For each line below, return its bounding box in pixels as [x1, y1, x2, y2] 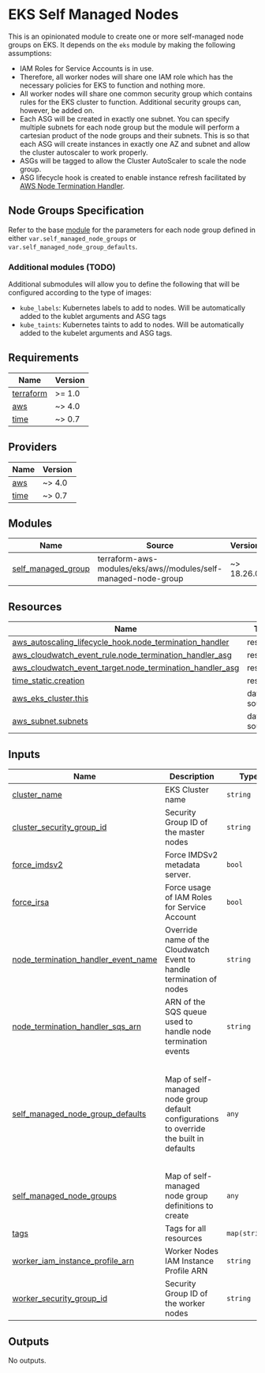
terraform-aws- [97, 553, 159, 565]
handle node [165, 1026, 211, 1037]
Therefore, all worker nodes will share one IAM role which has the [19, 72, 233, 81]
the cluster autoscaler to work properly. [19, 148, 148, 157]
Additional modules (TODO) [8, 261, 116, 272]
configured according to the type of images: [8, 288, 152, 298]
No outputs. [8, 1356, 47, 1365]
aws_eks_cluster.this [12, 693, 89, 704]
